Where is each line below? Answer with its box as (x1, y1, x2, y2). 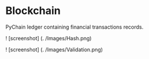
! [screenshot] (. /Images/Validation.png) (5, 46, 103, 53)
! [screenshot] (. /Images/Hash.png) (5, 34, 92, 41)
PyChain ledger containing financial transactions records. (5, 23, 144, 30)
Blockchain (5, 4, 61, 18)
